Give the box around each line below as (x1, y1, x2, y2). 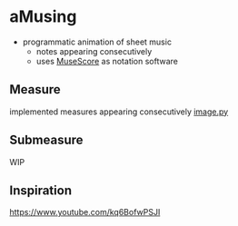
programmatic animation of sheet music (22, 36, 173, 47)
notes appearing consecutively (35, 45, 153, 56)
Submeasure (9, 133, 84, 148)
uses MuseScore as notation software (35, 55, 179, 66)
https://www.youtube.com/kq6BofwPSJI (9, 207, 161, 218)
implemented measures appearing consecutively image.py (9, 106, 229, 117)
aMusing (9, 6, 77, 27)
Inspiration (9, 182, 73, 198)
